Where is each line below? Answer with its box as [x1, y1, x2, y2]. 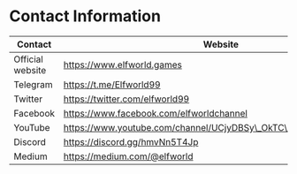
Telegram [13, 78, 53, 90]
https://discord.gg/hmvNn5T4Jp [63, 135, 199, 148]
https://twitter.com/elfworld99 [63, 93, 190, 105]
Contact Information [9, 6, 162, 26]
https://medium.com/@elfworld [63, 150, 194, 163]
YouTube [13, 121, 50, 133]
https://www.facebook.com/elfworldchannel [63, 107, 247, 119]
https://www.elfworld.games [63, 58, 183, 71]
